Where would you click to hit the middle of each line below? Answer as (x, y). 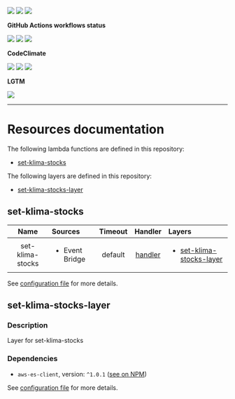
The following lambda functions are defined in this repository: (96, 149)
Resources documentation (86, 129)
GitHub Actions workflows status (57, 25)
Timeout (113, 231)
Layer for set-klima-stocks (45, 341)
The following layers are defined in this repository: (80, 176)
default (113, 255)
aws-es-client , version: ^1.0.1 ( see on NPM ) (82, 374)
